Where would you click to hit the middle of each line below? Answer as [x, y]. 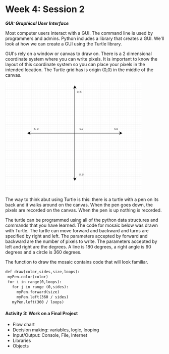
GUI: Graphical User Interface [37, 23]
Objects [21, 346]
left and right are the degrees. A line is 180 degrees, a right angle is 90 [78, 246]
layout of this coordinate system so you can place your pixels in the [75, 64]
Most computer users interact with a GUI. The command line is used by [79, 33]
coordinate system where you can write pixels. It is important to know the [81, 59]
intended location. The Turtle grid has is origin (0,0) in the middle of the [79, 70]
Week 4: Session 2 [45, 9]
